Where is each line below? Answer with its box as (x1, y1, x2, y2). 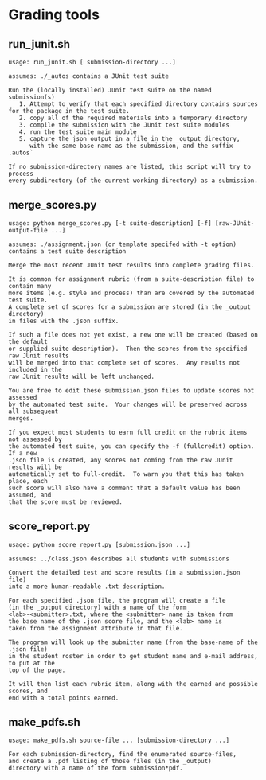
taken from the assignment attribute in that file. (8, 624, 183, 632)
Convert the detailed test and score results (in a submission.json (8, 568, 241, 576)
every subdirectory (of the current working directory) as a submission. (8, 177, 259, 185)
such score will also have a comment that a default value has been (8, 484, 241, 492)
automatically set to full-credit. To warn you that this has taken (8, 470, 244, 478)
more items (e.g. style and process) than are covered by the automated (8, 289, 255, 297)
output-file (8, 226, 48, 234)
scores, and (8, 687, 48, 695)
